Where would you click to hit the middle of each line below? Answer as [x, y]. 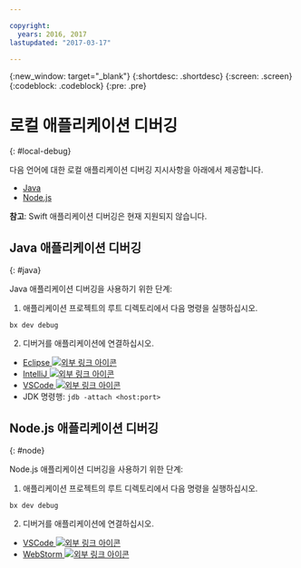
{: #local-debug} [40, 152]
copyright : [30, 25]
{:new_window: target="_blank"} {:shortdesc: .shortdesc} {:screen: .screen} [151, 76]
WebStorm [43, 553]
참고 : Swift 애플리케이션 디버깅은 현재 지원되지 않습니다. [108, 216]
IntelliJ [35, 374]
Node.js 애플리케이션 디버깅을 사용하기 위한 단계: [97, 469]
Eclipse [36, 363]
